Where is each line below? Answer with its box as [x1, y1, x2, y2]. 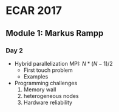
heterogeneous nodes [23, 92, 80, 99]
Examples [23, 72, 49, 80]
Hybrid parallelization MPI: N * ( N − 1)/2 [14, 60, 113, 67]
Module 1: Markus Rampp [5, 28, 104, 38]
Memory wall [23, 86, 56, 93]
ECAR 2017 [5, 4, 62, 18]
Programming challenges [14, 79, 78, 86]
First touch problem [23, 66, 73, 74]
